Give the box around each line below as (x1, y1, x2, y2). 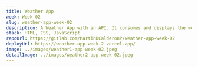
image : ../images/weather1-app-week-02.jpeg (6, 47, 117, 52)
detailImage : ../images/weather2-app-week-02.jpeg (6, 52, 133, 58)
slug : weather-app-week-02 (6, 19, 72, 25)
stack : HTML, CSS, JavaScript (6, 30, 81, 36)
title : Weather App (6, 8, 54, 15)
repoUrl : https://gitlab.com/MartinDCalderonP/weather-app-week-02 (6, 36, 176, 41)
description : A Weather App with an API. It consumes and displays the (6, 24, 186, 31)
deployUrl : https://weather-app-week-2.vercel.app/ (6, 41, 136, 47)
